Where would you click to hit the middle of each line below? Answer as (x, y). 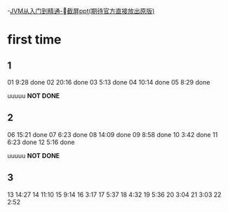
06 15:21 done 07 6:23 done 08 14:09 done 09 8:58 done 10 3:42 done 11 (113, 134)
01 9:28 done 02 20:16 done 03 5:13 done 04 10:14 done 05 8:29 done (109, 82)
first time (34, 40)
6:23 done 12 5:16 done (41, 142)
